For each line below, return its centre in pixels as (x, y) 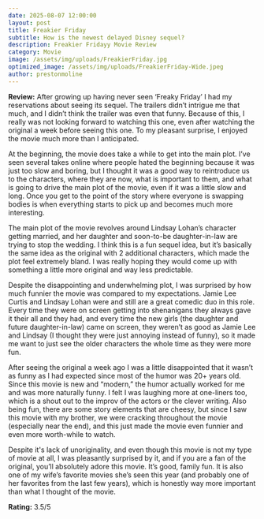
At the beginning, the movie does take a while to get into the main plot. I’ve (129, 154)
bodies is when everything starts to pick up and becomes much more (121, 204)
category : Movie (35, 52)
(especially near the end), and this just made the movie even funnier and (126, 426)
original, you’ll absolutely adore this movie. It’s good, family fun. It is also (126, 466)
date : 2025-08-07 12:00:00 (52, 15)
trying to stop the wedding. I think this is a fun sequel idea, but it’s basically (130, 245)
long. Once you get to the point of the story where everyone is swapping (126, 196)
